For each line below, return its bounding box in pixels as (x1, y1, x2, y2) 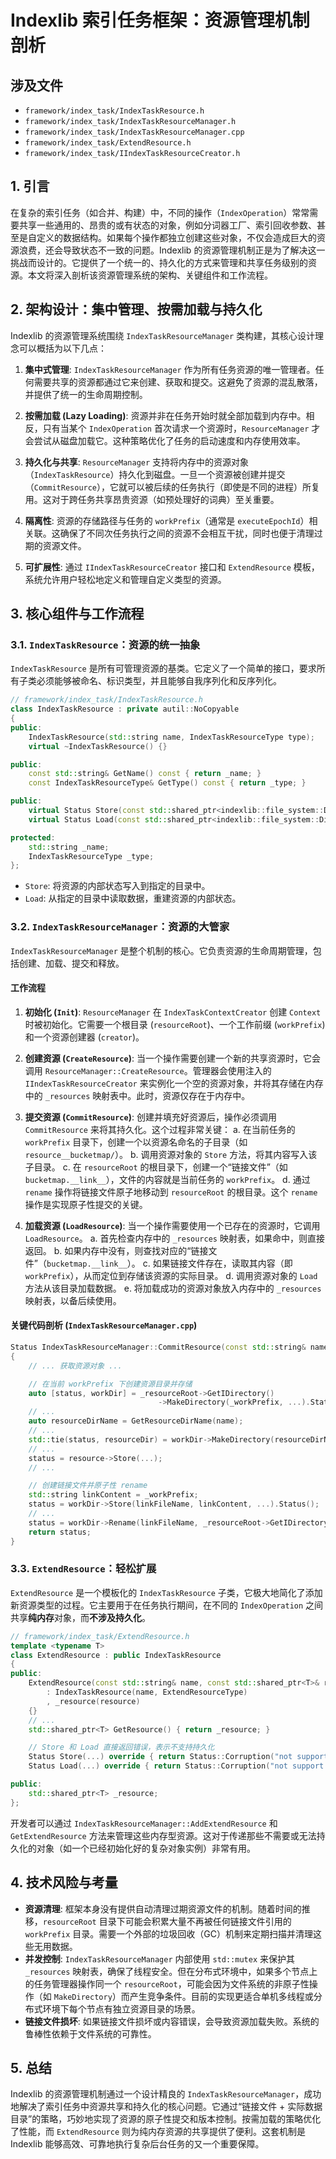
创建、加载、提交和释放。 (18, 957, 125, 969)
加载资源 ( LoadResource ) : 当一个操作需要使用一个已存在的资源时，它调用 (24, 1219, 321, 1231)
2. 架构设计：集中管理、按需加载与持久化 (10, 301, 263, 318)
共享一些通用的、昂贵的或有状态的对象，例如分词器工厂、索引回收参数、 (18, 219, 317, 231)
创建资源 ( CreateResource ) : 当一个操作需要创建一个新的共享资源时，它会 (24, 1052, 321, 1064)
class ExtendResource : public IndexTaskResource (10, 1650, 222, 1660)
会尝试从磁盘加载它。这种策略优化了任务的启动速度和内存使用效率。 (24, 434, 306, 446)
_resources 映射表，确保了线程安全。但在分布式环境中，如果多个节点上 (24, 1965, 318, 1977)
